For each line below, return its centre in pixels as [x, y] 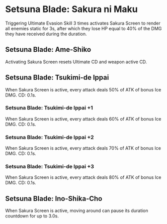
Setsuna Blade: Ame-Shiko [48, 49]
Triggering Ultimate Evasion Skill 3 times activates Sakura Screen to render [83, 23]
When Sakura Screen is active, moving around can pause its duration [77, 211]
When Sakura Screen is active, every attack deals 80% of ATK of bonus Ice [83, 177]
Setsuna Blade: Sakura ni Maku [72, 9]
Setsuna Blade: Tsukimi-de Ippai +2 [50, 137]
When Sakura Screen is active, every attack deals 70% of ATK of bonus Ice [83, 148]
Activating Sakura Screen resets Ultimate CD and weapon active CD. [76, 62]
